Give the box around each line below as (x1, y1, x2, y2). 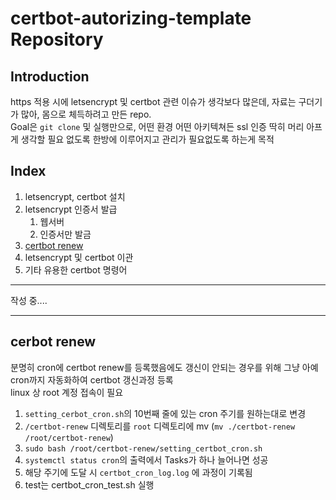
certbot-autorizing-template (10, 7, 252, 30)
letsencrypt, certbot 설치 (24, 190, 126, 202)
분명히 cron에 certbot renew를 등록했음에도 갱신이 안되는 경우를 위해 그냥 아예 (10, 361, 319, 373)
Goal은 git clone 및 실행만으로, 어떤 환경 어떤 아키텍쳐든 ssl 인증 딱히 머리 (10, 121, 305, 132)
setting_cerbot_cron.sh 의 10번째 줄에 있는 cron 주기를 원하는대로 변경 (24, 407, 307, 419)
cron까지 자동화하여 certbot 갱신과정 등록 (10, 373, 174, 386)
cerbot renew (10, 333, 97, 351)
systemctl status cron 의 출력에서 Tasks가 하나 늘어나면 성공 (24, 453, 269, 466)
